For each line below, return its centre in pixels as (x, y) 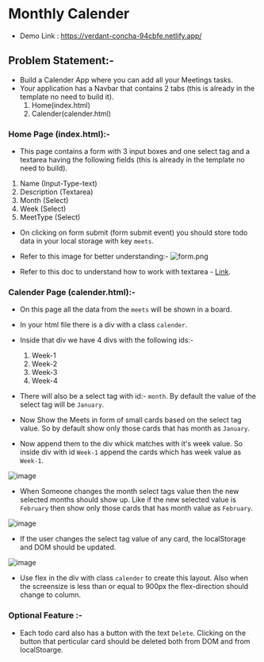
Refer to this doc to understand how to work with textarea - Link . (125, 272)
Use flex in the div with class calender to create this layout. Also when (134, 578)
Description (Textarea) (56, 192)
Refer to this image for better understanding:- (94, 256)
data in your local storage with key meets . (87, 241)
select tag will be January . (62, 404)
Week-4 (44, 381)
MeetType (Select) (50, 217)
